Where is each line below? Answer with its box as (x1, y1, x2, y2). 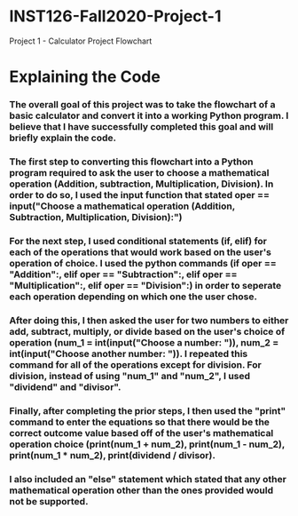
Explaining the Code (9, 67, 161, 87)
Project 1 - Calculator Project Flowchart (9, 36, 153, 46)
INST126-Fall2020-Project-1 (9, 6, 222, 27)
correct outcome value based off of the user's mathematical (9, 426, 274, 439)
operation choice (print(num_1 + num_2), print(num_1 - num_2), (9, 438, 286, 450)
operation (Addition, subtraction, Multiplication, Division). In (9, 178, 274, 190)
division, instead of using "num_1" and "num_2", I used (9, 369, 251, 382)
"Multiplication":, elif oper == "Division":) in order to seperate (9, 279, 282, 291)
